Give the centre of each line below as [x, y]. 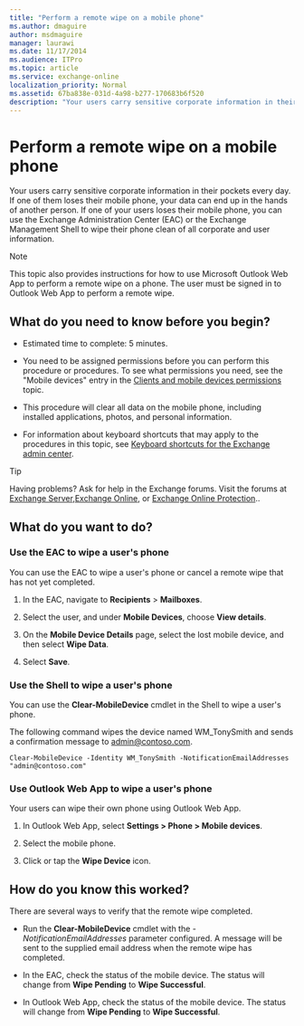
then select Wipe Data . [66, 644]
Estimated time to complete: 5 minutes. [95, 344]
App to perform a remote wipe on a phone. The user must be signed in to [146, 284]
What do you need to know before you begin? [140, 322]
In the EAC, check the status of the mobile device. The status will [143, 975]
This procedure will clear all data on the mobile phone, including [142, 407]
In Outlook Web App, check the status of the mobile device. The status [154, 1002]
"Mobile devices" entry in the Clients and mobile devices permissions [152, 380]
